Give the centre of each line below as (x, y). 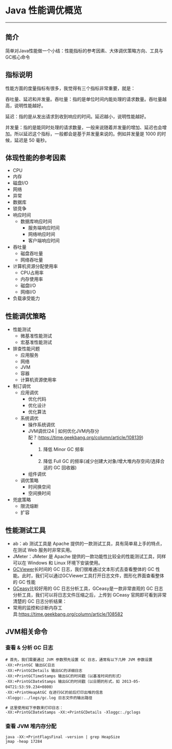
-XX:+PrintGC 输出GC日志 (30, 665)
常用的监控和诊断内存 (35, 608)
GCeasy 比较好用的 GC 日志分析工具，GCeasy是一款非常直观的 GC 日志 (88, 588)
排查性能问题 (26, 349)
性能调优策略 (26, 316)
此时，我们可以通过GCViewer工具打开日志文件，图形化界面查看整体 (93, 576)
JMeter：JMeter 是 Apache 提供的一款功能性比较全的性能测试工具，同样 (89, 556)
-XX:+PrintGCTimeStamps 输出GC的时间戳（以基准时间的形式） (64, 676)
